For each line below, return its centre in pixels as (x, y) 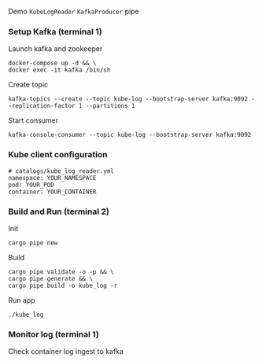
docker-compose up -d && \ (52, 63)
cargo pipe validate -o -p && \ (61, 272)
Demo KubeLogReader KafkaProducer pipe (74, 11)
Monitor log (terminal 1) (54, 334)
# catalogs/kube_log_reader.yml (61, 171)
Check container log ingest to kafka (66, 351)
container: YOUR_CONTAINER (52, 192)
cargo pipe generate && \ (50, 278)
